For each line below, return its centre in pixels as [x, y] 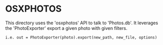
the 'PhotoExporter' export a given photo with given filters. [66, 28]
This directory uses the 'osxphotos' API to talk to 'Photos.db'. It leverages [82, 23]
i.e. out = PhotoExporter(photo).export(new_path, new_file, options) [81, 37]
